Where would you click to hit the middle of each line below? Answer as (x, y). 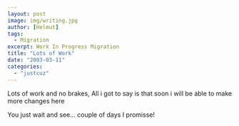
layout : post (27, 14)
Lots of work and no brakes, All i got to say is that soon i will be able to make (120, 93)
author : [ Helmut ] (33, 27)
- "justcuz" (32, 73)
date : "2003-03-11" (36, 60)
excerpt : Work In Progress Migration (63, 47)
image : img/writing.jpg (43, 21)
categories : (25, 67)
